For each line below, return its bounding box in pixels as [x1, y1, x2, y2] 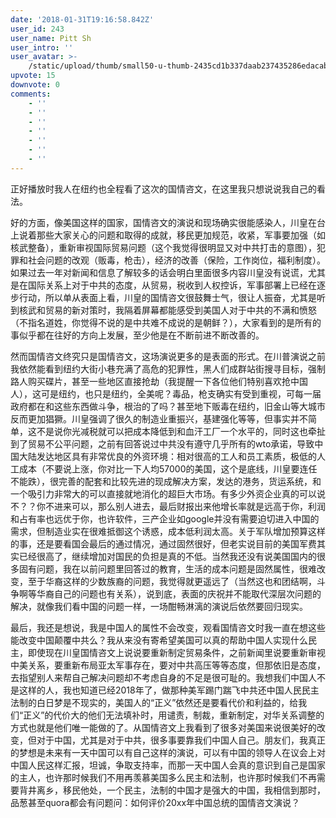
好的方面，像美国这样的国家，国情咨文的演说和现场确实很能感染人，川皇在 [10, 216, 317, 228]
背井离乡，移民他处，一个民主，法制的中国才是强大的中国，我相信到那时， [18, 784, 326, 796]
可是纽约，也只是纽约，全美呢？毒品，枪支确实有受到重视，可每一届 [40, 387, 322, 400]
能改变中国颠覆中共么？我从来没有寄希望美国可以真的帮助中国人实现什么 [10, 634, 308, 646]
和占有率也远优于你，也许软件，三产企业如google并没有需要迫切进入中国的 [10, 512, 320, 525]
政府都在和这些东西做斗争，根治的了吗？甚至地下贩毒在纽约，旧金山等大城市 [10, 400, 326, 412]
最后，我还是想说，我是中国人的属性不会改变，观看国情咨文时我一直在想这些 [10, 621, 326, 633]
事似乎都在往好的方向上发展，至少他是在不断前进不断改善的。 [10, 329, 265, 341]
